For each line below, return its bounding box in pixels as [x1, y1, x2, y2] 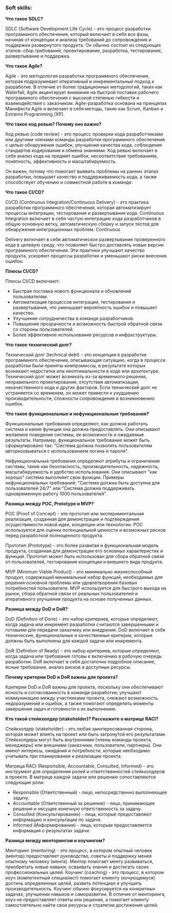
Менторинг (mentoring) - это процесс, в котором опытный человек [5, 847, 152, 854]
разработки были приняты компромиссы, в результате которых [5, 363, 146, 369]
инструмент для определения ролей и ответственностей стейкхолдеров [5, 769, 165, 775]
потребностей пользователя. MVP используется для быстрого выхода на [5, 585, 167, 591]
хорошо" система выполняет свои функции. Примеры [5, 474, 124, 480]
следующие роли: [5, 779, 45, 786]
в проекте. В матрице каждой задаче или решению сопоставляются [5, 774, 156, 780]
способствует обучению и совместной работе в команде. [5, 179, 133, 185]
